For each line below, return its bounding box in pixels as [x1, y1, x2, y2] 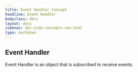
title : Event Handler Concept [5, 7, 68, 12]
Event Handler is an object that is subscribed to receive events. [5, 61, 134, 67]
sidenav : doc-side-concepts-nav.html [5, 26, 83, 31]
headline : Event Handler [5, 12, 56, 17]
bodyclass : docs [5, 16, 38, 21]
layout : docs [5, 21, 32, 26]
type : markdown [5, 30, 36, 35]
